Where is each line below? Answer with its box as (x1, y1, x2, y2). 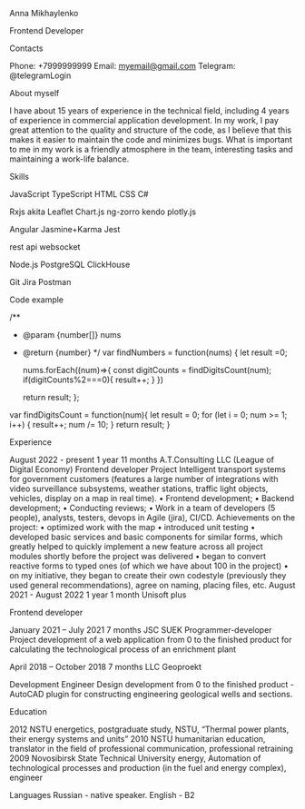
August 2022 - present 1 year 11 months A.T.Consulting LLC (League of (9, 454, 275, 465)
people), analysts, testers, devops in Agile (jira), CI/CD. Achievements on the (9, 512, 296, 523)
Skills (9, 172, 30, 182)
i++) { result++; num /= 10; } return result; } (9, 419, 171, 429)
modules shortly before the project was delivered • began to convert (9, 551, 266, 561)
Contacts (9, 43, 44, 54)
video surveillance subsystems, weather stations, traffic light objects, (9, 483, 269, 494)
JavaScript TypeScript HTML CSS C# (9, 189, 149, 199)
